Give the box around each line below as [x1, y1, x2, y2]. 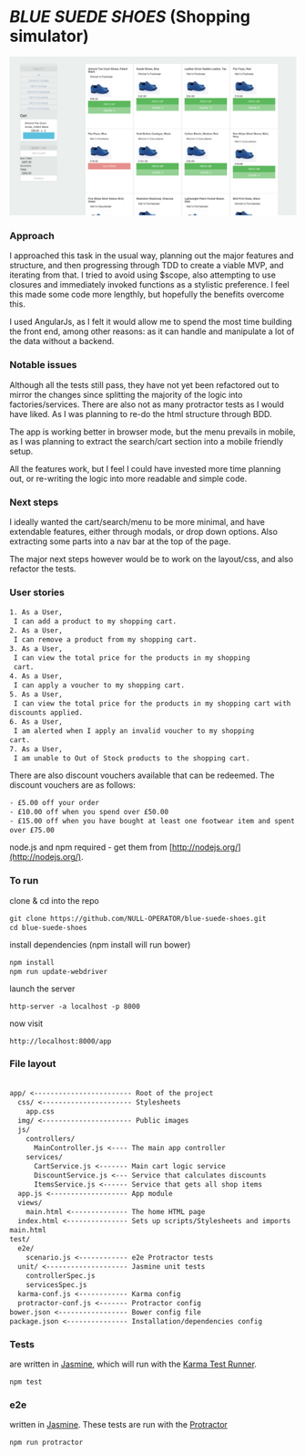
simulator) [9, 26, 89, 47]
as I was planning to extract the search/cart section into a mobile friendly [9, 435, 284, 446]
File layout [9, 1057, 56, 1070]
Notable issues [9, 359, 77, 372]
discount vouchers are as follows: [9, 780, 137, 791]
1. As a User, [9, 608, 64, 617]
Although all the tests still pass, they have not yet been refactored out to [9, 379, 280, 390]
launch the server [9, 983, 76, 994]
